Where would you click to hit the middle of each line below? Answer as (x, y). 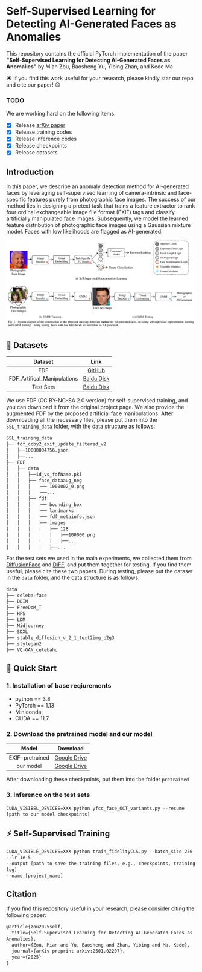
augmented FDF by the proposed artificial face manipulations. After (90, 413)
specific (16, 199)
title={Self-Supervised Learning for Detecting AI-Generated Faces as (102, 933)
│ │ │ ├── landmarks (40, 511)
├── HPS (16, 613)
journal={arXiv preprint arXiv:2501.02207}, (68, 951)
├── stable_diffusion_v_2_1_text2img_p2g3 (60, 638)
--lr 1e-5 (19, 858)
